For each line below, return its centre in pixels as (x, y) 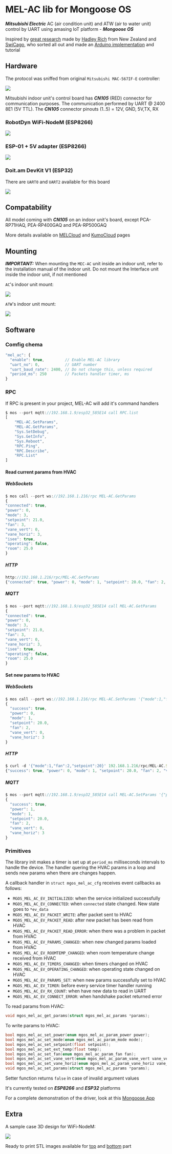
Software (20, 330)
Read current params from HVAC (41, 472)
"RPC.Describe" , (32, 451)
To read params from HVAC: (35, 1006)
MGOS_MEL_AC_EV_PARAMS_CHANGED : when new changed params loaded (84, 942)
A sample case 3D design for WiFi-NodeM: (50, 1126)
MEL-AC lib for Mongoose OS (68, 9)
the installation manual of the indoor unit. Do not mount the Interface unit (82, 269)
